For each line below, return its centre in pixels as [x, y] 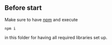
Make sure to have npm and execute [41, 19]
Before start [23, 8]
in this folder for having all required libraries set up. [56, 37]
